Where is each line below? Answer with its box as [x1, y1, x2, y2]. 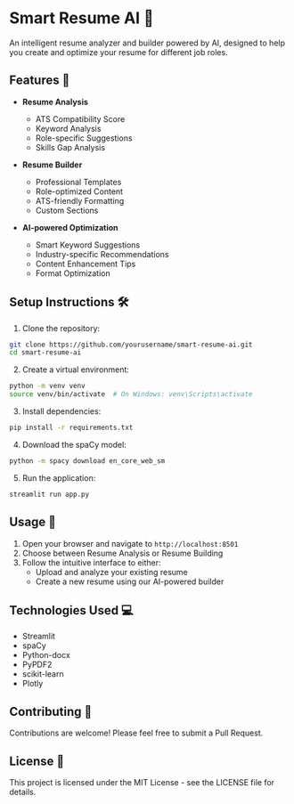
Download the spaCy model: [21, 439, 127, 450]
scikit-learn [21, 669, 64, 679]
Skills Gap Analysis [35, 142, 105, 152]
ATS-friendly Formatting [35, 195, 125, 206]
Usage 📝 [9, 515, 56, 530]
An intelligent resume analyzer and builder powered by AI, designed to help [9, 37, 286, 48]
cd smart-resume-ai [9, 348, 82, 357]
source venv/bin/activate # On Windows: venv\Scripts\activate [9, 390, 253, 399]
